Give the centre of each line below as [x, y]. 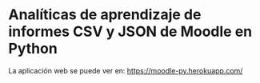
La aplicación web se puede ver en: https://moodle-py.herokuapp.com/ [126, 70]
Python [33, 49]
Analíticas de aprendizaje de [105, 15]
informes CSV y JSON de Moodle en [130, 32]
